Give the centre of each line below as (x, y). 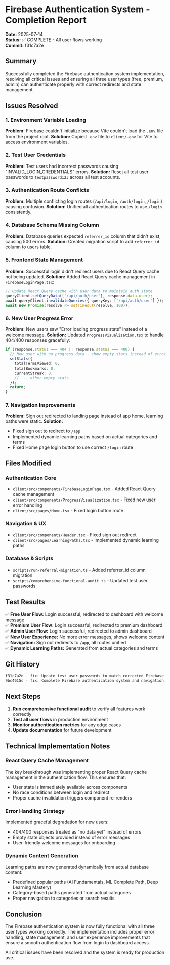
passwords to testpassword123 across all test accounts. (63, 177)
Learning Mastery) (32, 887)
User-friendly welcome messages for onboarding (64, 842)
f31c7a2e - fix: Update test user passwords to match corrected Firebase (85, 676)
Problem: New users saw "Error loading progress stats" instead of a (76, 329)
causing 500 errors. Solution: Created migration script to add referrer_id (82, 242)
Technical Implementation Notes (58, 746)
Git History (23, 664)
